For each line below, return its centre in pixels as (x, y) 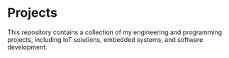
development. (27, 47)
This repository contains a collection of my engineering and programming (115, 32)
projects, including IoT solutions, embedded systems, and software (105, 39)
